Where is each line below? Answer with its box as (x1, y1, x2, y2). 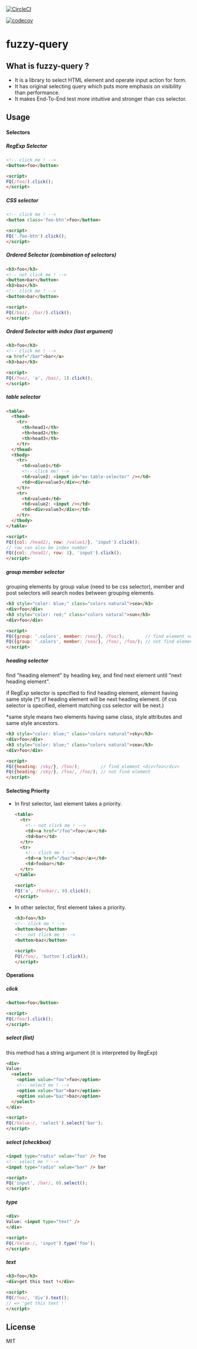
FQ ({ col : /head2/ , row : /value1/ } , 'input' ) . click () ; (6, 539, 141, 545)
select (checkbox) (6, 1138, 52, 1145)
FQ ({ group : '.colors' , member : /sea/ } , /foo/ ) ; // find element (6, 633, 185, 639)
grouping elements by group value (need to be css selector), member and (6, 583, 185, 590)
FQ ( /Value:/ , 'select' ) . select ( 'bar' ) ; (6, 1120, 104, 1127)
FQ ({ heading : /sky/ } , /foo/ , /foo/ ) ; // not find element (6, 769, 151, 775)
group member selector (6, 568, 65, 575)
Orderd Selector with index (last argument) (6, 328, 113, 335)
